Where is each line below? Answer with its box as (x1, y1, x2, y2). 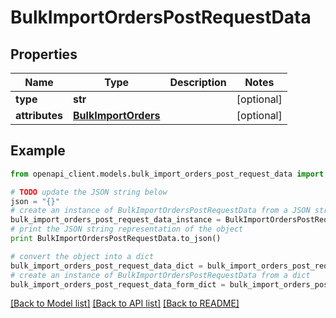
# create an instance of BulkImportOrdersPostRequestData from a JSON (10, 206, 311, 216)
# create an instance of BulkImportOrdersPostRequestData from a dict (10, 270, 311, 280)
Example (10, 142, 66, 160)
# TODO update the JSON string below (10, 187, 168, 197)
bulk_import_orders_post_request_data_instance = (10, 215, 222, 225)
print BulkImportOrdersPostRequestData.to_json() (10, 234, 222, 244)
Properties (10, 46, 78, 63)
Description (169, 76, 227, 89)
